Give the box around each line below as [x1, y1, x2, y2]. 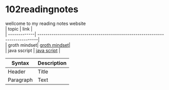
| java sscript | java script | [5, 47, 61, 53]
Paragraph [8, 76, 33, 83]
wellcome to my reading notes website [5, 20, 86, 26]
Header [8, 68, 26, 75]
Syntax [11, 59, 29, 67]
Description [38, 59, 67, 67]
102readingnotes [5, 4, 79, 15]
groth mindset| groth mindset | [8, 42, 71, 48]
